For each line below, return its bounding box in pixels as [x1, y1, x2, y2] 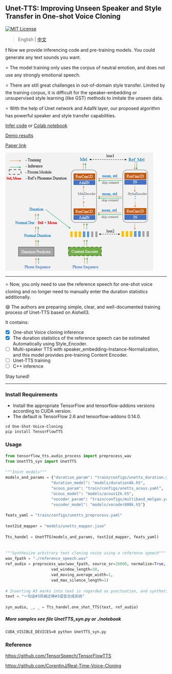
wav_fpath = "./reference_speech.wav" [5, 556, 88, 561]
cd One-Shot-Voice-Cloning [5, 424, 63, 430]
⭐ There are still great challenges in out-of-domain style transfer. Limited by [5, 82, 165, 88]
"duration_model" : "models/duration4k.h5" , [51, 480, 145, 486]
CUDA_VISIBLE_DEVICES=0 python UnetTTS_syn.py [5, 629, 106, 635]
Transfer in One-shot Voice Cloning [5, 12, 121, 21]
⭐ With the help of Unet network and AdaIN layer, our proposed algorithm [5, 105, 160, 111]
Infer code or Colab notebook [5, 122, 68, 129]
